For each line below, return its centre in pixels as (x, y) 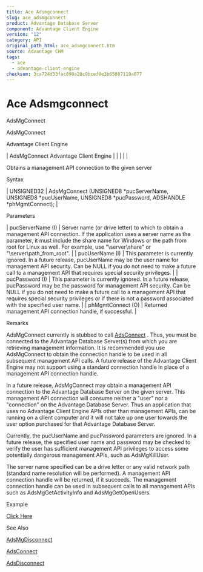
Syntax (15, 180)
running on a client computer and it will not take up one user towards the (97, 418)
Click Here (19, 516)
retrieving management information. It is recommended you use (86, 348)
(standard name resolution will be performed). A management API (88, 473)
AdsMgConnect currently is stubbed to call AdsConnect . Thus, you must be (101, 335)
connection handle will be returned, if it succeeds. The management (92, 480)
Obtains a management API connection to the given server (79, 168)
